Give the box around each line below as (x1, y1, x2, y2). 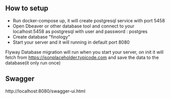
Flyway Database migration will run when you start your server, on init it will (5, 49, 164, 55)
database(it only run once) (5, 59, 61, 65)
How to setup (5, 4, 48, 13)
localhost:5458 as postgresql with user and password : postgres (12, 28, 148, 35)
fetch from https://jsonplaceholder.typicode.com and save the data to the (5, 54, 159, 60)
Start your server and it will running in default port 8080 (12, 39, 130, 45)
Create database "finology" (12, 34, 70, 40)
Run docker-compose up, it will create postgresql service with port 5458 (12, 17, 165, 23)
